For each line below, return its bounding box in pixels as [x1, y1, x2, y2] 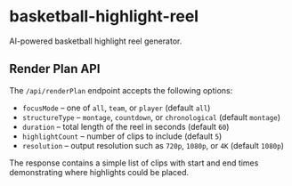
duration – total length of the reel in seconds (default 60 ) [21, 121, 230, 132]
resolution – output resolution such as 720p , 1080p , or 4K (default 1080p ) [21, 140, 285, 150]
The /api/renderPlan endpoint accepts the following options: [9, 85, 233, 95]
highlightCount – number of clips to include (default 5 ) [21, 131, 223, 142]
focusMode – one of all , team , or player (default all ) [21, 102, 211, 113]
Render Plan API [9, 61, 101, 77]
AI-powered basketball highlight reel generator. [9, 36, 182, 46]
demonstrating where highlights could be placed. [9, 166, 190, 177]
